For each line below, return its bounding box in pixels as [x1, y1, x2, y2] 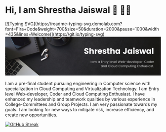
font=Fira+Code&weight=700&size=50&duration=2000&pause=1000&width [5, 26, 159, 32]
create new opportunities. [5, 112, 58, 118]
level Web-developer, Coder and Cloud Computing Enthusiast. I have [5, 91, 145, 97]
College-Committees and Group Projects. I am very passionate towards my [5, 101, 158, 107]
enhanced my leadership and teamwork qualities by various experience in [5, 96, 156, 102]
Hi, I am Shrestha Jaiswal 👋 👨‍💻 [5, 4, 131, 16]
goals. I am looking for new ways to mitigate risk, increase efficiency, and [5, 106, 155, 112]
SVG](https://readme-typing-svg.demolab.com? [24, 21, 123, 27]
